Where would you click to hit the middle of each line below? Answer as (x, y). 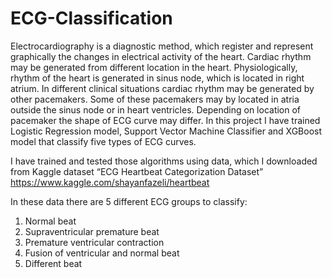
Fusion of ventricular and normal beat (102, 253)
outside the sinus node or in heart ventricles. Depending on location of (156, 109)
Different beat (53, 263)
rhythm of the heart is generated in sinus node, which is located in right (157, 78)
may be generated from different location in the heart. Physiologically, (154, 67)
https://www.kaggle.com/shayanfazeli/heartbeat (110, 182)
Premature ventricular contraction (94, 242)
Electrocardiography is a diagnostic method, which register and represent (162, 46)
